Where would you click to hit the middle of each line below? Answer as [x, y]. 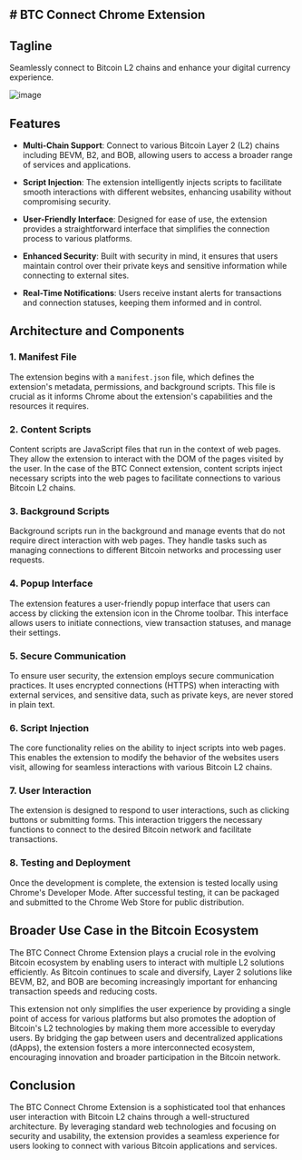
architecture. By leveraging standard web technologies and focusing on [143, 1126]
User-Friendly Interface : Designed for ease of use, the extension [145, 219]
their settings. [35, 632]
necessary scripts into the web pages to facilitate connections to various [145, 478]
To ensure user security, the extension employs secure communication [142, 675]
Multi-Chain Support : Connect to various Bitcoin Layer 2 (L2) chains [151, 145]
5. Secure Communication [68, 656]
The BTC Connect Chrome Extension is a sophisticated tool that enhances [147, 1107]
